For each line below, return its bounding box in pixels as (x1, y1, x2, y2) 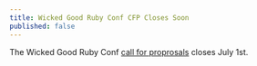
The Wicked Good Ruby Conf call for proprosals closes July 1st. (9, 46, 249, 57)
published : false (9, 22, 76, 31)
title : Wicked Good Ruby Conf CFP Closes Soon (9, 13, 190, 23)
